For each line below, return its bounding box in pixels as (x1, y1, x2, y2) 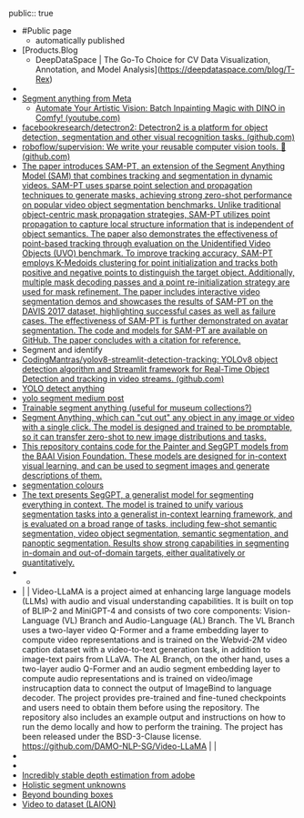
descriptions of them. (21, 470, 103, 480)
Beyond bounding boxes (21, 789, 114, 800)
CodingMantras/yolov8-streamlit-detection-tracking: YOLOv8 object (21, 354, 279, 365)
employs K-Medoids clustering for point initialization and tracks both (21, 258, 279, 268)
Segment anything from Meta (21, 93, 132, 104)
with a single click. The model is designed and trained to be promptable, (21, 422, 293, 432)
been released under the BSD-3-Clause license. (21, 732, 202, 742)
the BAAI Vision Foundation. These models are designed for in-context (21, 450, 288, 461)
